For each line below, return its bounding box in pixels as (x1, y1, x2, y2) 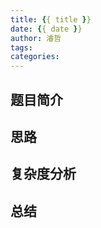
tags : (10, 42, 33, 53)
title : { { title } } (10, 14, 92, 25)
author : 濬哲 (10, 33, 62, 43)
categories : (10, 52, 60, 62)
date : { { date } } (10, 24, 83, 34)
